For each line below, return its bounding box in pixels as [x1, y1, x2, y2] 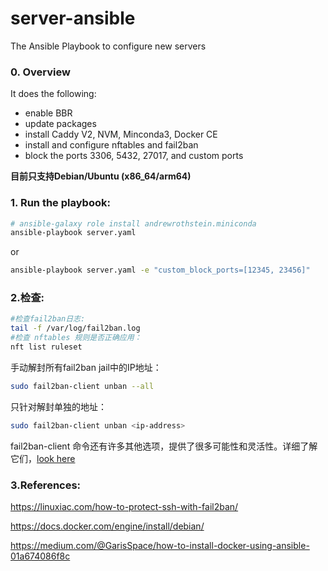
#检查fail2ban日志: [10, 314, 86, 324]
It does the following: [10, 88, 97, 100]
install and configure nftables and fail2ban [24, 139, 199, 151]
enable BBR [24, 107, 73, 119]
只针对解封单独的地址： [10, 400, 107, 412]
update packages [24, 118, 97, 130]
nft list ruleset [10, 342, 83, 352]
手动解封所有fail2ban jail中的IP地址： [10, 361, 162, 373]
